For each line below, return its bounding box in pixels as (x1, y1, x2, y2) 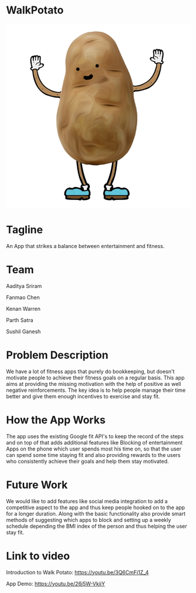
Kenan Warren (6, 305, 41, 312)
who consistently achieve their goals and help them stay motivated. (6, 458, 169, 465)
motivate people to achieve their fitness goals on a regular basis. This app (6, 374, 185, 381)
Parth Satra (6, 316, 33, 323)
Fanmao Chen (6, 294, 40, 301)
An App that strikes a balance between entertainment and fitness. (6, 242, 165, 249)
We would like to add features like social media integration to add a (6, 497, 168, 504)
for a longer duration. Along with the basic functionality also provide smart (6, 510, 186, 517)
